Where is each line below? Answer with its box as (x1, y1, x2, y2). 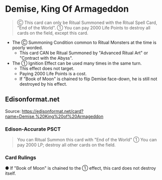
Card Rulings (5, 154, 37, 161)
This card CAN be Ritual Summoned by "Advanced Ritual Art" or (19, 50, 148, 56)
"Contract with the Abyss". (19, 55, 73, 61)
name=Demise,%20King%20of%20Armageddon (5, 113, 103, 119)
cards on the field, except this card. (17, 30, 89, 36)
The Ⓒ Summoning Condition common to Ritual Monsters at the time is (12, 39, 157, 45)
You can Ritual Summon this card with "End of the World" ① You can (17, 137, 157, 143)
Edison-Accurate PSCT (5, 126, 61, 133)
